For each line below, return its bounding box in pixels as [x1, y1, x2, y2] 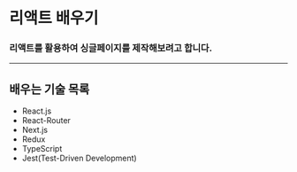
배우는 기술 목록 [9, 82, 90, 97]
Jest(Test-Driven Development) [21, 152, 137, 164]
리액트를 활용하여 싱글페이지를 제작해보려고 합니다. [9, 42, 213, 54]
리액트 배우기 [9, 8, 99, 28]
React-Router [21, 115, 71, 126]
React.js [21, 106, 52, 116]
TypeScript [21, 144, 63, 154]
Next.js [21, 125, 49, 136]
